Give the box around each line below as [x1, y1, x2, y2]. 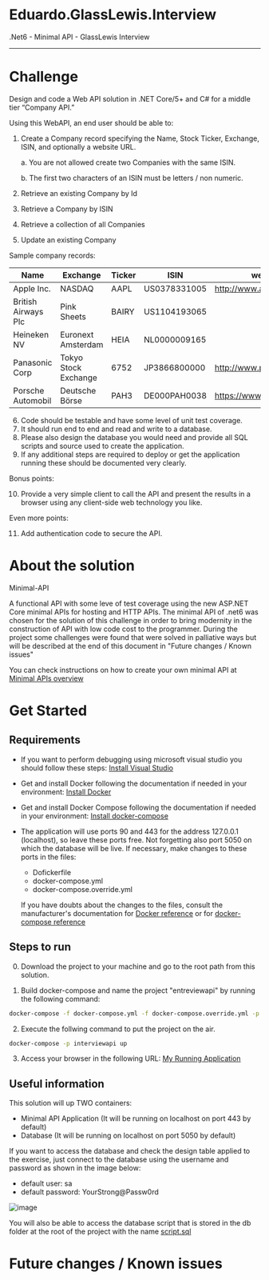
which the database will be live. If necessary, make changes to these [20, 843, 247, 853]
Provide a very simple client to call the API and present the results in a [20, 489, 251, 498]
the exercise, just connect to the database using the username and [9, 1154, 229, 1165]
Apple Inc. [13, 282, 51, 294]
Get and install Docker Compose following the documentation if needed [20, 802, 256, 812]
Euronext [60, 329, 94, 340]
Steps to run [9, 940, 71, 954]
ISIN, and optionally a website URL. [20, 142, 136, 151]
